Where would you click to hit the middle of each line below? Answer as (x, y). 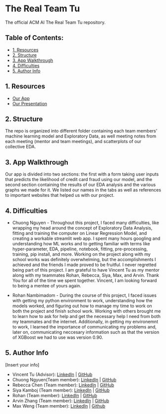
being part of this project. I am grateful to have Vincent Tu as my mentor (86, 270)
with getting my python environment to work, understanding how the (82, 300)
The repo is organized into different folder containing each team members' (81, 131)
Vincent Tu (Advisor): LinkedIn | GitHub (52, 374)
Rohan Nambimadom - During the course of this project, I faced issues (84, 295)
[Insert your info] (22, 365)
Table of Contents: (34, 38)
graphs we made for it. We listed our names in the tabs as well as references (83, 190)
